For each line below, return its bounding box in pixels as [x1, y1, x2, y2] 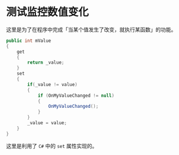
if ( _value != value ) [27, 81, 78, 87]
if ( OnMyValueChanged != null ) [37, 93, 115, 98]
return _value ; [27, 60, 65, 65]
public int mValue [6, 38, 51, 44]
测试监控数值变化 [6, 5, 89, 19]
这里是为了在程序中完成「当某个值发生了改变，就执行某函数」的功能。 [6, 26, 177, 33]
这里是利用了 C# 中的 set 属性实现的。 [6, 142, 98, 149]
